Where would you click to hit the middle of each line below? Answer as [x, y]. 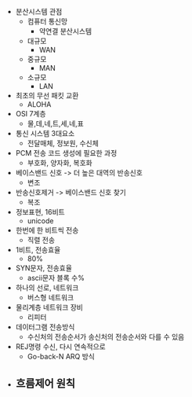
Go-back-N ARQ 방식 [61, 357]
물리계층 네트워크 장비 [49, 307]
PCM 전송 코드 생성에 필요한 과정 [66, 153]
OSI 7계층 [31, 114]
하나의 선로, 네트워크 [47, 288]
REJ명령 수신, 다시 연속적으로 [60, 347]
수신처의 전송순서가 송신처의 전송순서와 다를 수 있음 [106, 337]
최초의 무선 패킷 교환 [47, 96]
